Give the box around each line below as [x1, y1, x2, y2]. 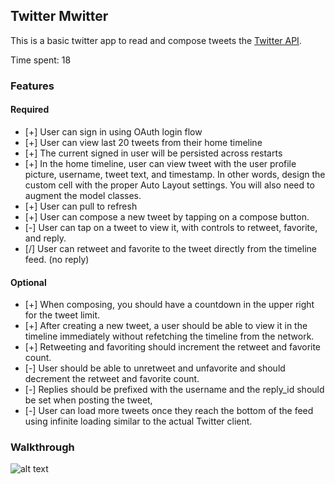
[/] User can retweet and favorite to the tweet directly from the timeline [24, 242, 317, 254]
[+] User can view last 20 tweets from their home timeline [24, 136, 263, 148]
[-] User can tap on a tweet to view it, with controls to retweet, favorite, [24, 221, 318, 233]
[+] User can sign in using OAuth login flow [24, 125, 203, 138]
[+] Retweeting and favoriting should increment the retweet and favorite [24, 341, 322, 353]
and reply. [24, 232, 67, 244]
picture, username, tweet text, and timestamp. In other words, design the [24, 168, 326, 180]
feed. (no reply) [24, 253, 90, 265]
